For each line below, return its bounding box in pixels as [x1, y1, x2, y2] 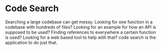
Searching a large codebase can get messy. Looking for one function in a [5, 19, 153, 25]
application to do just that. [5, 39, 58, 45]
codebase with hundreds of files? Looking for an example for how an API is [5, 24, 157, 30]
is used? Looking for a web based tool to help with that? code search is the [5, 34, 156, 40]
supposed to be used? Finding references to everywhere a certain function [5, 29, 156, 35]
